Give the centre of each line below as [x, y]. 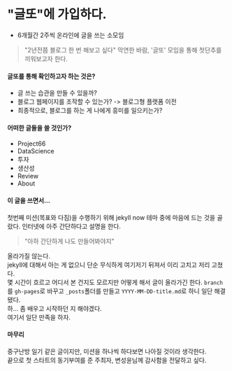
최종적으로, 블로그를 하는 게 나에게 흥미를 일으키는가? [90, 111]
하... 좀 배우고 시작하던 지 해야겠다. [55, 308]
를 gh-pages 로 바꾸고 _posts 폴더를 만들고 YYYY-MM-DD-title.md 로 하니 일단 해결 [116, 290]
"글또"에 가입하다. [57, 14]
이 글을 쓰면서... [29, 200]
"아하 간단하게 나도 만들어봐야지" [69, 241]
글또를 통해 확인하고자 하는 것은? [51, 76]
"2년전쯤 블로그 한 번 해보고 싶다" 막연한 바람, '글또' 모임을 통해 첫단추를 [123, 50]
